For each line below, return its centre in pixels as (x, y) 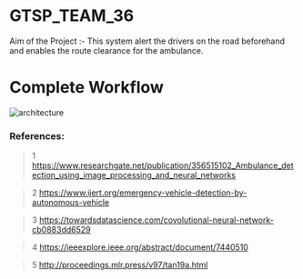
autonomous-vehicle (71, 203)
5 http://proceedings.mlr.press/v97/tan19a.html (120, 265)
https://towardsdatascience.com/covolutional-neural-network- (157, 220)
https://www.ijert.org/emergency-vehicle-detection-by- (143, 193)
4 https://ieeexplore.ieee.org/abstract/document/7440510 (140, 247)
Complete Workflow (86, 88)
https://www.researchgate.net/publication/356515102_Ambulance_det (162, 165)
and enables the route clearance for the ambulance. (106, 50)
